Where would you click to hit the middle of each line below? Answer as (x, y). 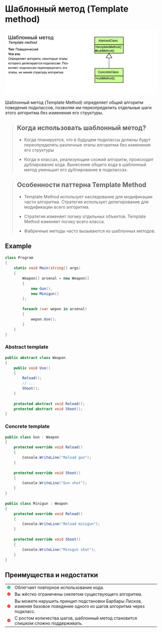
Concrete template (27, 426)
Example (18, 246)
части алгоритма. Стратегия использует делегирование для (86, 202)
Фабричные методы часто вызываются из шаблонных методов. (90, 231)
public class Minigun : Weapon (36, 503)
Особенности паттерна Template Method (81, 185)
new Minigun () (45, 294)
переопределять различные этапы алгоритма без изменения (87, 145)
